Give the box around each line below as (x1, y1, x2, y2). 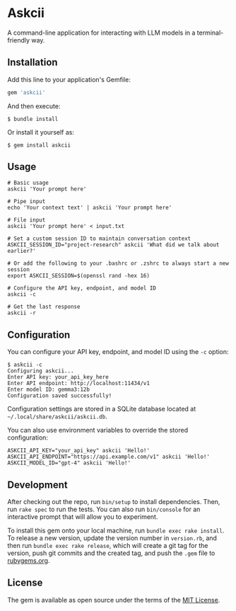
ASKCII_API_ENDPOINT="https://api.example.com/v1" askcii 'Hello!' (7, 453, 211, 461)
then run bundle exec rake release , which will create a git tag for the (7, 542, 208, 550)
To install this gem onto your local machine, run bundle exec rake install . (7, 526, 225, 535)
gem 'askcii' (7, 88, 46, 96)
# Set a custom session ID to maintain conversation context (7, 235, 191, 242)
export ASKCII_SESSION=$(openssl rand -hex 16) (7, 273, 151, 280)
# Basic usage (7, 179, 49, 187)
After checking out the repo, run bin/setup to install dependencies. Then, (7, 498, 220, 506)
